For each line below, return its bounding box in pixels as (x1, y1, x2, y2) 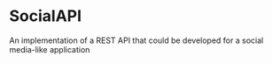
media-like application (9, 44, 90, 54)
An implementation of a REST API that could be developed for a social (9, 35, 264, 45)
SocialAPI (9, 6, 82, 26)
